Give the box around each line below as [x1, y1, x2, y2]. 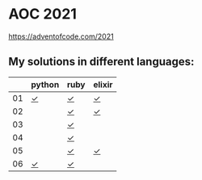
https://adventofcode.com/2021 [8, 31, 115, 41]
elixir [93, 78, 113, 90]
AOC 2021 [8, 5, 77, 23]
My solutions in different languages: [8, 55, 195, 69]
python [31, 78, 60, 90]
